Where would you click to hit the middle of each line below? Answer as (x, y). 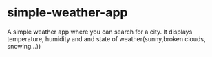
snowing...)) (24, 46)
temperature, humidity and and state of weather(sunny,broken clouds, (106, 38)
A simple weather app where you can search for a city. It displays (100, 32)
